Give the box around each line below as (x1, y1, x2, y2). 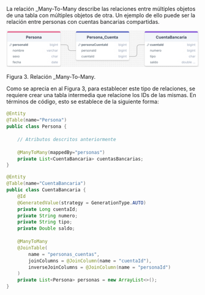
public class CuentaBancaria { (6, 187, 86, 193)
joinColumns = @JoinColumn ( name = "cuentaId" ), (28, 258, 152, 264)
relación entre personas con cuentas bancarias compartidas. (6, 18, 160, 25)
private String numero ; (17, 213, 78, 219)
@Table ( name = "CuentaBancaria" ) (6, 180, 86, 187)
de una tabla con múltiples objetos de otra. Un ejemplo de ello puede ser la (6, 12, 196, 19)
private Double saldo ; (17, 225, 75, 231)
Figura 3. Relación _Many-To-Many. (6, 73, 96, 81)
